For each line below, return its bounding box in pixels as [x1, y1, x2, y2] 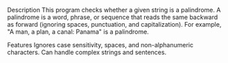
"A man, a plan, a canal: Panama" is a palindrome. [7, 27, 149, 36]
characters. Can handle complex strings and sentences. [7, 48, 167, 56]
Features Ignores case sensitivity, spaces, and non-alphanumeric [7, 41, 194, 49]
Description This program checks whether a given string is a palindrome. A [7, 6, 221, 14]
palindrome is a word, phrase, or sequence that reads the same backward [7, 13, 218, 21]
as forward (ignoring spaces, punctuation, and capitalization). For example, [7, 21, 222, 28]
